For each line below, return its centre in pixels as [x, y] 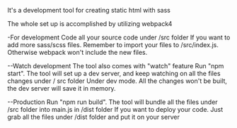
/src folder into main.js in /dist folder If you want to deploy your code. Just [115, 109]
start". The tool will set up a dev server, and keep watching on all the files [114, 73]
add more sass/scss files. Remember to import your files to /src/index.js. [113, 45]
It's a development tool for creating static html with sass [89, 10]
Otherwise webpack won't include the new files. [77, 52]
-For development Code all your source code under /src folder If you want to [119, 37]
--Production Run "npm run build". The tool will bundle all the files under [112, 102]
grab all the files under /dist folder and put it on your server [94, 117]
